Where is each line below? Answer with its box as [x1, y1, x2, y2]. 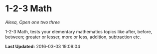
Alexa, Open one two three [5, 19, 60, 25]
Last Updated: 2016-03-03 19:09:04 [5, 43, 81, 49]
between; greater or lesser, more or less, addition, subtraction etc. [5, 34, 141, 40]
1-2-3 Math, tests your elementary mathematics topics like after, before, [5, 28, 153, 34]
